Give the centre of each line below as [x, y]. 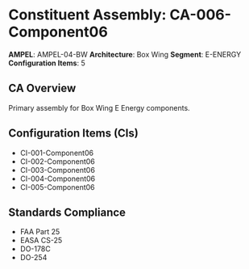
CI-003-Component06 [57, 170]
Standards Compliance [67, 212]
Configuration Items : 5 [47, 63]
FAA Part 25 [40, 232]
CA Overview [42, 88]
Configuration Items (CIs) [73, 134]
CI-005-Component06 [57, 187]
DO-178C [35, 249]
